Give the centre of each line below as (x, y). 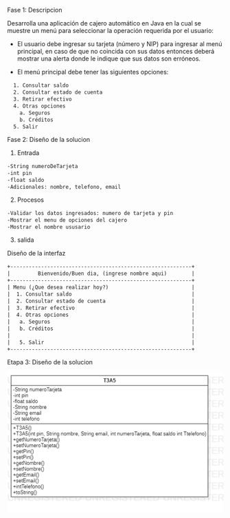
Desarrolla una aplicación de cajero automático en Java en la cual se (104, 23)
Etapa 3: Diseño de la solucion (50, 362)
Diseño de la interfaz (36, 253)
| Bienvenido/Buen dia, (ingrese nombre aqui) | (101, 273)
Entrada (28, 153)
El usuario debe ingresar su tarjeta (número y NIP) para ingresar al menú (119, 44)
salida (25, 240)
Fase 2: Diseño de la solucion (49, 139)
